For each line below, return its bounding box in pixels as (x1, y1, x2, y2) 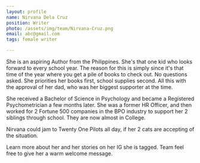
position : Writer (6, 20, 50, 26)
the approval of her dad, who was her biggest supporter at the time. (6, 84, 173, 90)
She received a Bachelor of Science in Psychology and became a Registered (6, 95, 195, 102)
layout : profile (6, 8, 47, 15)
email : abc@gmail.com (6, 31, 60, 37)
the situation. (6, 132, 39, 139)
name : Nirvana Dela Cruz (6, 14, 68, 20)
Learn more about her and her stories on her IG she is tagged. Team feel (6, 144, 184, 150)
